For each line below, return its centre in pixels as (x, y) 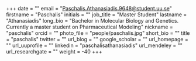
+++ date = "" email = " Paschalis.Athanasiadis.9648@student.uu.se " (89, 8)
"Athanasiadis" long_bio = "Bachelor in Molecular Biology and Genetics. (92, 21)
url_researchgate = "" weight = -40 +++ (54, 51)
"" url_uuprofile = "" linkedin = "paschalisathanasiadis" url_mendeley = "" (94, 45)
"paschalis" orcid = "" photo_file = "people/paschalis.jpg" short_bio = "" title (98, 33)
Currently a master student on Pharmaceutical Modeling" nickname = (90, 27)
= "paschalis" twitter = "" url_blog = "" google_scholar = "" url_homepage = (97, 39)
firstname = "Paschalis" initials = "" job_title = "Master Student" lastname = (97, 15)
